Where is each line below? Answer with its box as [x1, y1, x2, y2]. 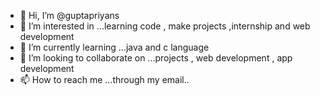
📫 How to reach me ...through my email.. [19, 74, 190, 85]
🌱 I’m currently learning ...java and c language [19, 41, 210, 53]
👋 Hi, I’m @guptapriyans [19, 10, 120, 21]
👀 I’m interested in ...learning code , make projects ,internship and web [19, 20, 311, 32]
